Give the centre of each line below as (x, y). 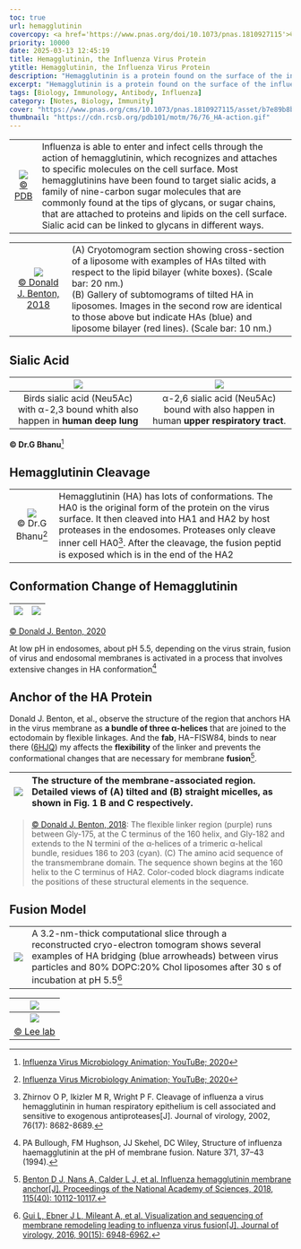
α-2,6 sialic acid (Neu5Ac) (219, 398)
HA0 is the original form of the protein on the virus (164, 507)
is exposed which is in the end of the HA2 (146, 554)
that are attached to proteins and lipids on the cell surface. (164, 214)
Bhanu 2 (32, 535)
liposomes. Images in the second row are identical (176, 306)
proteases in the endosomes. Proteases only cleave (167, 530)
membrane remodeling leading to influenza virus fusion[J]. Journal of (150, 1225)
